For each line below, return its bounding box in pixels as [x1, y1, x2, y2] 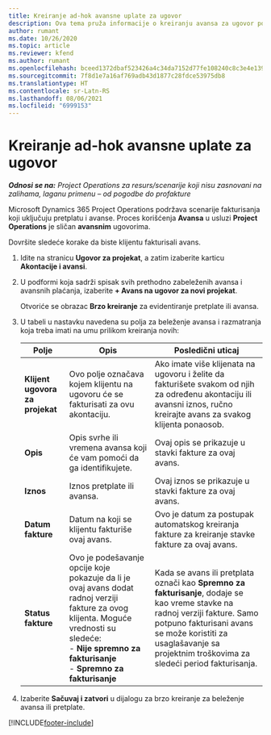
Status [23, 608, 51, 619]
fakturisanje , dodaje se [154, 587, 244, 599]
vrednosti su [69, 623, 117, 634]
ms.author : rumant [8, 57, 70, 65]
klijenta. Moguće [69, 612, 132, 624]
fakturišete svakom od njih [154, 378, 255, 390]
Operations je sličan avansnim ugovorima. [8, 222, 151, 232]
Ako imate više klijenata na [154, 358, 256, 370]
